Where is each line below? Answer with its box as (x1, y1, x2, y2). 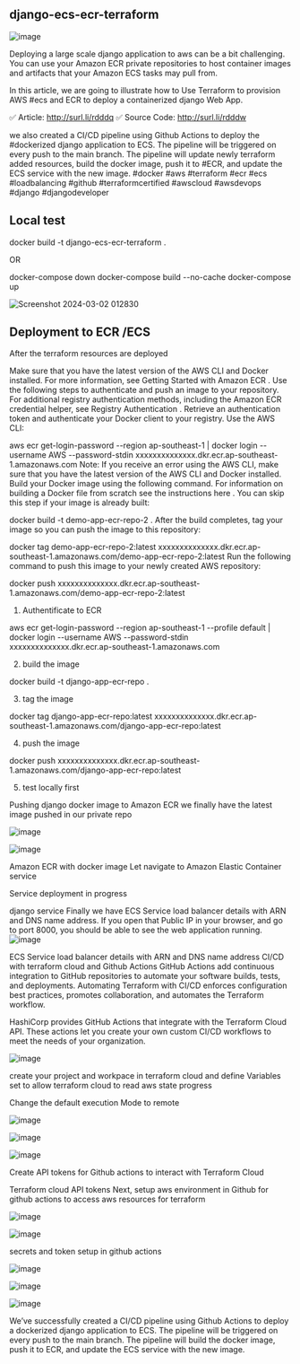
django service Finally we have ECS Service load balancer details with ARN (9, 905, 287, 916)
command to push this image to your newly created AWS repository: (9, 561, 261, 572)
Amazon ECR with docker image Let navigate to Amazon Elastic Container (9, 861, 282, 872)
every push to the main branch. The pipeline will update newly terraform (9, 148, 276, 160)
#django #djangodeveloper (9, 187, 109, 197)
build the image (21, 659, 81, 669)
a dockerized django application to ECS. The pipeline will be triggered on (9, 1325, 279, 1336)
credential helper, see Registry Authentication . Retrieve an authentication (9, 404, 280, 415)
